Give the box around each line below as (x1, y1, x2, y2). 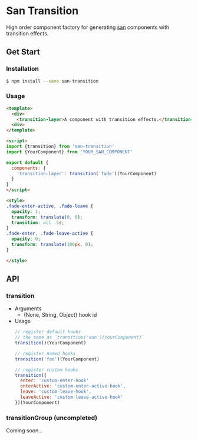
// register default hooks (14, 329, 81, 335)
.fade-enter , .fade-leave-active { (6, 231, 94, 237)
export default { (6, 159, 49, 166)
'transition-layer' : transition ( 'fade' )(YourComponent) (16, 170, 157, 176)
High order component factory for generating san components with (6, 24, 170, 31)
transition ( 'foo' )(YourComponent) (14, 356, 100, 362)
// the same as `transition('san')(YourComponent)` (14, 334, 144, 340)
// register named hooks (14, 350, 76, 356)
